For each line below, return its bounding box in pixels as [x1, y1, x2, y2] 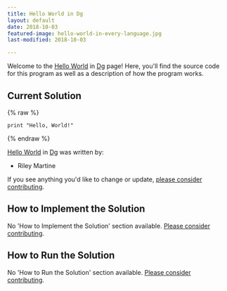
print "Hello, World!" [7, 122, 74, 129]
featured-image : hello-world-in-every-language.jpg [7, 30, 162, 37]
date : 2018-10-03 [7, 23, 58, 30]
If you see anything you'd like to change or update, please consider [7, 175, 202, 183]
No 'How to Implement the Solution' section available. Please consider [7, 221, 211, 230]
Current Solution [7, 89, 82, 102]
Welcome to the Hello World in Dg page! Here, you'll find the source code [7, 62, 220, 70]
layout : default [7, 17, 55, 24]
